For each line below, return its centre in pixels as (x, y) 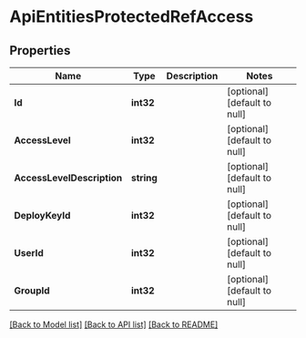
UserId (29, 253)
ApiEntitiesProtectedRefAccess (132, 17)
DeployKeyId (42, 215)
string (144, 178)
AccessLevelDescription (68, 178)
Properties (40, 51)
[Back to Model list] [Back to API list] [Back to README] (114, 324)
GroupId (32, 291)
